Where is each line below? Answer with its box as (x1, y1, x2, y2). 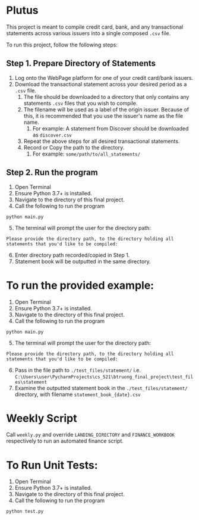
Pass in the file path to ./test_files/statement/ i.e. (14, 366, 141, 373)
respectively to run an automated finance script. (6, 437, 124, 444)
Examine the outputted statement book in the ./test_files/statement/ (14, 384, 188, 391)
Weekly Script (6, 412, 77, 425)
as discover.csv (32, 131, 72, 138)
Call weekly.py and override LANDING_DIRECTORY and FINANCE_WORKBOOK (6, 431, 175, 438)
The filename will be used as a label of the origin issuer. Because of (23, 105, 189, 113)
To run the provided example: (6, 278, 154, 292)
